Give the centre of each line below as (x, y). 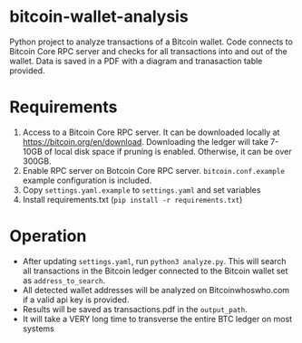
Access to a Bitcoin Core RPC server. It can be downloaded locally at (151, 132)
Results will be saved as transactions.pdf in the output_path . (135, 309)
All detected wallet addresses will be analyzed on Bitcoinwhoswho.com (156, 290)
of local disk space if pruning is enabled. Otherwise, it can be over (168, 151)
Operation (48, 236)
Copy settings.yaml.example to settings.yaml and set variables (141, 190)
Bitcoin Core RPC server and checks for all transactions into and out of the (148, 51)
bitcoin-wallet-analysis (99, 17)
